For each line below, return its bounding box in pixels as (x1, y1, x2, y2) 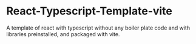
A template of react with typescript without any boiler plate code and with (6, 24, 190, 31)
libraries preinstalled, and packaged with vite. (6, 30, 120, 37)
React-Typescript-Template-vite (6, 4, 173, 18)
